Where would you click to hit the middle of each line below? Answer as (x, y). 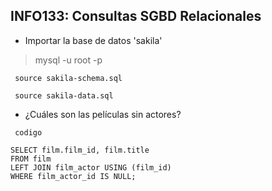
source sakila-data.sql (64, 95)
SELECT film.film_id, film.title (80, 150)
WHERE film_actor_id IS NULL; (73, 176)
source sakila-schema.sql (68, 78)
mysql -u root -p (68, 60)
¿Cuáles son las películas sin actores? (103, 114)
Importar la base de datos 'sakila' (93, 40)
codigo (28, 132)
